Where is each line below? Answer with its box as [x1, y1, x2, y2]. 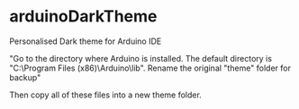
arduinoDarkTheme [9, 6, 158, 27]
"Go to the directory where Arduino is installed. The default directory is [9, 53, 273, 63]
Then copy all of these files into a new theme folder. [9, 89, 203, 100]
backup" [9, 71, 41, 82]
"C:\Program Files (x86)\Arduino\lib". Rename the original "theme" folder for [9, 63, 291, 73]
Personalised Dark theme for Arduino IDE [9, 36, 162, 46]
